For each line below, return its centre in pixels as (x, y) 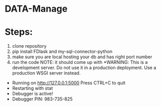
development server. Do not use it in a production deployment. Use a (84, 68)
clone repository (29, 46)
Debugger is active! (33, 94)
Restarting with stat (33, 88)
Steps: (19, 32)
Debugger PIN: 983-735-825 (42, 99)
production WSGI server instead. (46, 73)
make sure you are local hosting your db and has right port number (82, 57)
